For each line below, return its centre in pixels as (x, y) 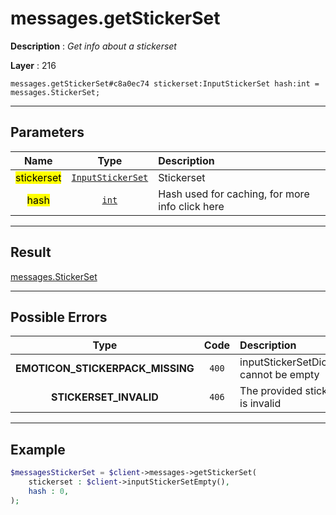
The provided (271, 391)
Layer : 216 (33, 65)
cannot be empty (279, 375)
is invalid (260, 404)
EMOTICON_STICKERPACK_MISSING (105, 369)
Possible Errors (59, 317)
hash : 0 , (49, 491)
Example (38, 449)
